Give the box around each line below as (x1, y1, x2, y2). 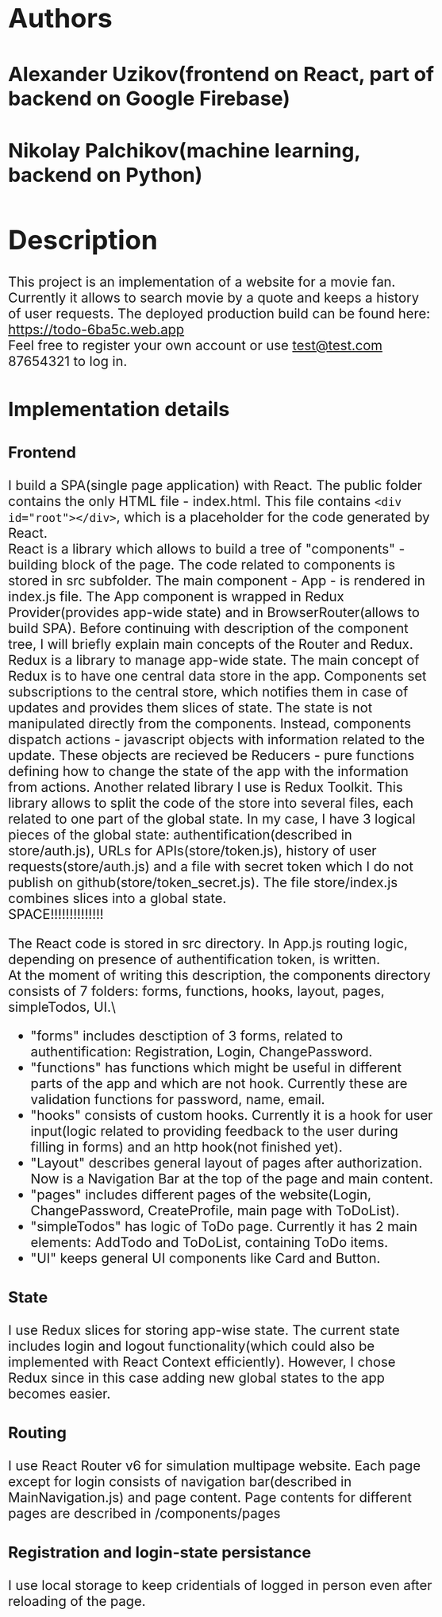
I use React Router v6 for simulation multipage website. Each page (8, 1457, 421, 1474)
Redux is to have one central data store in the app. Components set (8, 667, 427, 684)
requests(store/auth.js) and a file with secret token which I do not (8, 858, 413, 874)
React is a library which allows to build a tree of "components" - (8, 540, 405, 557)
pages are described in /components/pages (8, 1504, 281, 1522)
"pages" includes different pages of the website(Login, (30, 1187, 372, 1203)
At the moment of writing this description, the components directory (8, 967, 431, 983)
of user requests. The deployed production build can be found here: (8, 305, 431, 322)
